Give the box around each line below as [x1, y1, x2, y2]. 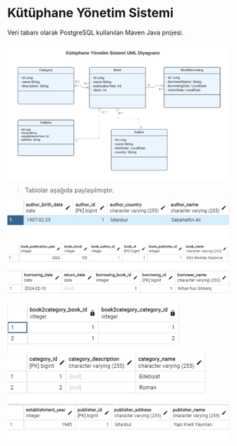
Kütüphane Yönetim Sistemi [7, 5, 174, 21]
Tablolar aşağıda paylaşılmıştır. [24, 186, 114, 194]
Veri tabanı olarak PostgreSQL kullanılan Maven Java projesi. [7, 28, 183, 37]
